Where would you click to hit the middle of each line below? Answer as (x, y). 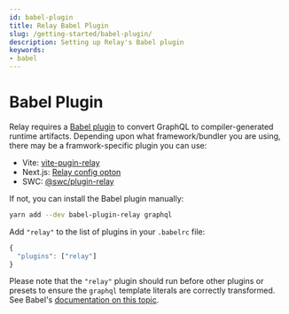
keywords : (27, 50)
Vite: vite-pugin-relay (61, 162)
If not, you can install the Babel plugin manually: (97, 198)
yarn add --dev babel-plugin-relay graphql (91, 214)
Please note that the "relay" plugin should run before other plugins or (137, 281)
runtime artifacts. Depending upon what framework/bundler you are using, (145, 136)
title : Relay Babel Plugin (59, 26)
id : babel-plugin (41, 17)
